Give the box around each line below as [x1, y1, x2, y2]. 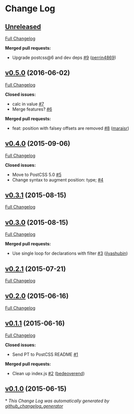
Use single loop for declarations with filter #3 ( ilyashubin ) [12, 250, 128, 256]
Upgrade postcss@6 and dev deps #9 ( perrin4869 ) [12, 55, 116, 60]
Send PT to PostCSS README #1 [12, 351, 78, 357]
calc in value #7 [12, 101, 44, 107]
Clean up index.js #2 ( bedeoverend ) [12, 370, 85, 376]
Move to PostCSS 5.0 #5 [12, 172, 62, 177]
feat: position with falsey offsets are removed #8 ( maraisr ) [12, 125, 130, 131]
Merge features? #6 [12, 106, 52, 112]
